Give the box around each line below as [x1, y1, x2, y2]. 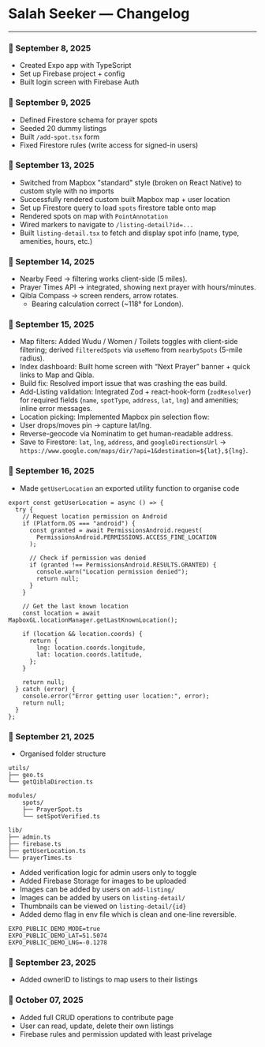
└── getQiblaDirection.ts [8, 778, 93, 786]
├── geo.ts [8, 771, 44, 780]
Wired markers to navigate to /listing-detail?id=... [19, 219, 194, 229]
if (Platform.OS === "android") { [22, 519, 136, 527]
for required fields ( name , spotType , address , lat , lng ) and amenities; [19, 395, 239, 405]
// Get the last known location [22, 602, 129, 610]
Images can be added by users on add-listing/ [19, 884, 175, 894]
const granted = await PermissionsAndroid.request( [28, 526, 203, 534]
